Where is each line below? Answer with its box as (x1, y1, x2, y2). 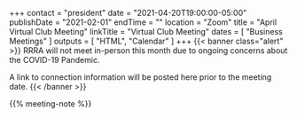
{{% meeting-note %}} (9, 98, 92, 109)
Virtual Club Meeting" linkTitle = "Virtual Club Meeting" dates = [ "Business (9, 27, 284, 36)
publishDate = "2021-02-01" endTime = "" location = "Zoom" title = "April (9, 17, 277, 28)
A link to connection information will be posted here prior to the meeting (9, 72, 272, 83)
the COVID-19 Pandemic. (9, 55, 100, 65)
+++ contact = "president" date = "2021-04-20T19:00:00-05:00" (9, 8, 247, 18)
